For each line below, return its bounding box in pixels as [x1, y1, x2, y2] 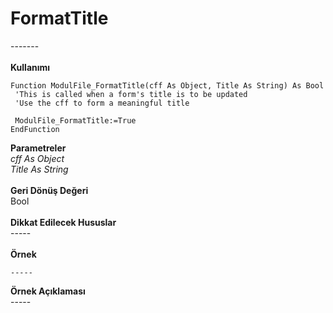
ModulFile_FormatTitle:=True [14, 115, 137, 126]
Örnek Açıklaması [10, 285, 86, 297]
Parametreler [10, 142, 67, 154]
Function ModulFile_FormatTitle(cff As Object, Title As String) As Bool [10, 80, 325, 91]
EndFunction [10, 124, 60, 134]
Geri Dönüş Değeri [10, 184, 89, 196]
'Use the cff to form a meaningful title [14, 98, 190, 108]
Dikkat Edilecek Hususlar [10, 216, 117, 228]
